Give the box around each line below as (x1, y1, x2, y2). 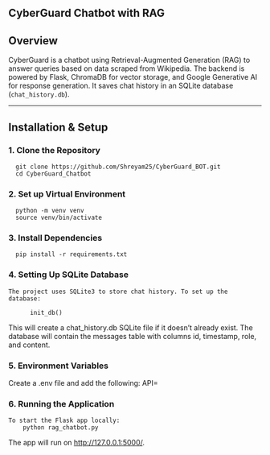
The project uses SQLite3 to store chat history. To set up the (8, 287, 228, 296)
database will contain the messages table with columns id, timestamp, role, (8, 331, 257, 341)
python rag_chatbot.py (22, 424, 99, 432)
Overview (8, 34, 59, 48)
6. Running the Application (8, 399, 115, 409)
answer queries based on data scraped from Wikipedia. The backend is (8, 64, 245, 73)
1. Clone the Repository (8, 144, 100, 155)
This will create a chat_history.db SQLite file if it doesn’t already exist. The (8, 322, 253, 333)
